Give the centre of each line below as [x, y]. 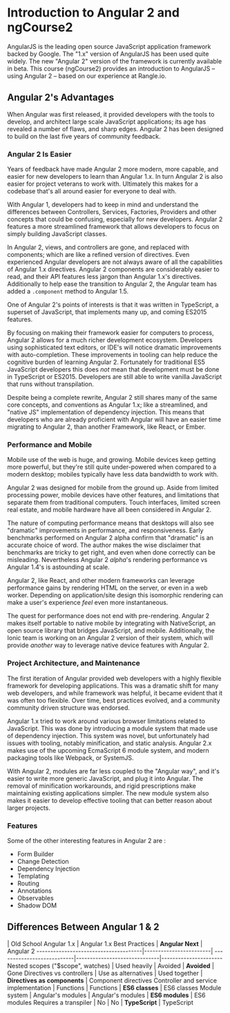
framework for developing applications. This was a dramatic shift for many [113, 686]
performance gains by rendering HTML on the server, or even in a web [108, 588]
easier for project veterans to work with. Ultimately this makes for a [103, 184]
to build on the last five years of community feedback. [84, 136]
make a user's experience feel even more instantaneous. [88, 603]
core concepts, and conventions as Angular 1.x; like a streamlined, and [107, 405]
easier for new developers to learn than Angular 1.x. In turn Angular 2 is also [115, 177]
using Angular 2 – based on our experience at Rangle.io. [87, 76]
